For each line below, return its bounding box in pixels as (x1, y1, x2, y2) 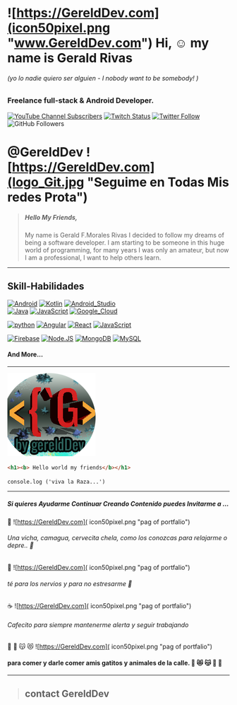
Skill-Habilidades (7, 281, 85, 293)
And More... (7, 350, 44, 359)
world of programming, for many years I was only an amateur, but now (24, 245, 229, 254)
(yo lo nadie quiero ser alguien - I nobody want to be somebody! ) (7, 74, 199, 82)
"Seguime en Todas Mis (87, 174, 229, 190)
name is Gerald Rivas (7, 50, 133, 66)
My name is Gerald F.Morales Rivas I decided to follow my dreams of (24, 231, 224, 239)
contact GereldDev (24, 687, 109, 699)
